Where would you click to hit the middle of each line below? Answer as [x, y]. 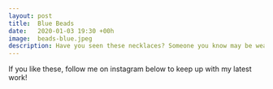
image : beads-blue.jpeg [50, 38]
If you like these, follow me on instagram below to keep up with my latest [130, 69]
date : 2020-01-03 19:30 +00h [61, 31]
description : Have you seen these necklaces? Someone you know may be [130, 46]
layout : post [30, 16]
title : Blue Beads [41, 23]
